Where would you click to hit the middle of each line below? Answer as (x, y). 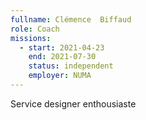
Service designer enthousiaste (73, 103)
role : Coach (35, 29)
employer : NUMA (60, 76)
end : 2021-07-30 (62, 57)
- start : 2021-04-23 (62, 47)
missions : (31, 38)
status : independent (71, 66)
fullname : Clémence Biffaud (71, 19)
